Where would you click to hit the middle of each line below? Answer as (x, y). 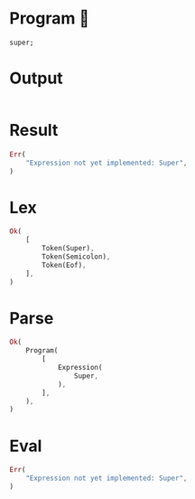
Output (36, 78)
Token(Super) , (68, 249)
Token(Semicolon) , (76, 257)
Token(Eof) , (65, 265)
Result (34, 131)
